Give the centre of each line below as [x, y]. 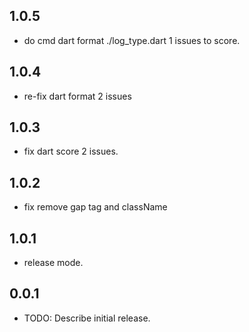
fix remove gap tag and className [95, 207]
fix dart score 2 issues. [71, 151]
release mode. [53, 263]
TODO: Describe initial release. [87, 318]
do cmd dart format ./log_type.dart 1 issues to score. [132, 40]
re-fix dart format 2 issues [77, 96]
